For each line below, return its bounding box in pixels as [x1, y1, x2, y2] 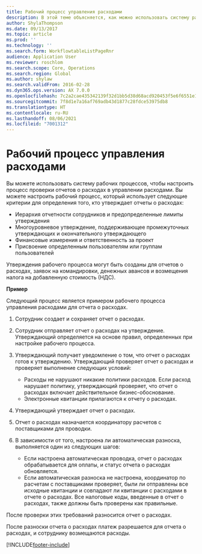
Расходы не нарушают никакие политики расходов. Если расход [23, 376, 191, 383]
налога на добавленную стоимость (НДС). [6, 274, 116, 281]
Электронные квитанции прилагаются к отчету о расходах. [23, 395, 177, 403]
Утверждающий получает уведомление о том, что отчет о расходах [14, 351, 191, 359]
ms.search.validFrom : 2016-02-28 [6, 82, 90, 88]
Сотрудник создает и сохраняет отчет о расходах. [14, 315, 145, 323]
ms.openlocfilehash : [6, 93, 58, 99]
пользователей [14, 249, 54, 256]
